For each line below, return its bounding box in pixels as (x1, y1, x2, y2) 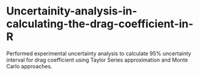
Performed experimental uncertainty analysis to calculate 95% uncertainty (6, 49, 192, 57)
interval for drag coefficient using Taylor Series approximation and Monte (6, 56, 188, 63)
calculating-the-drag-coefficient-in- (6, 17, 194, 31)
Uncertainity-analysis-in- (6, 4, 137, 18)
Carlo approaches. (6, 62, 52, 70)
